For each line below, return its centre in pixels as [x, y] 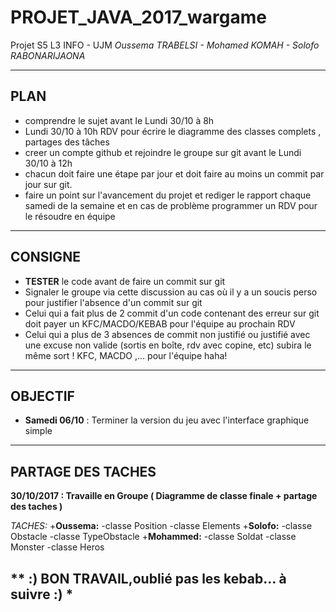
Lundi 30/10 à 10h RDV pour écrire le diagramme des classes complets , [173, 131]
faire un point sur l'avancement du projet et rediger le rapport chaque [168, 195]
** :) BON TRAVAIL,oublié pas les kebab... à [148, 578]
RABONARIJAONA [48, 55]
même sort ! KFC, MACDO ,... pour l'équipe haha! [126, 355]
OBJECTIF [42, 396]
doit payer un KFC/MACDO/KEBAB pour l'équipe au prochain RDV [160, 323]
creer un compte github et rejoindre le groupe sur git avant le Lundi [163, 152]
